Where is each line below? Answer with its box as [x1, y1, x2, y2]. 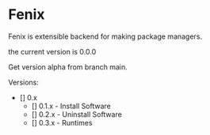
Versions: [8, 77, 40, 87]
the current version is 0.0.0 [8, 47, 97, 56]
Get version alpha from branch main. [8, 62, 128, 72]
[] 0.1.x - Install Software [31, 101, 111, 111]
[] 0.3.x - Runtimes [31, 118, 93, 127]
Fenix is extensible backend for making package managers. [8, 32, 203, 41]
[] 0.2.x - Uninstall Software [31, 109, 123, 119]
